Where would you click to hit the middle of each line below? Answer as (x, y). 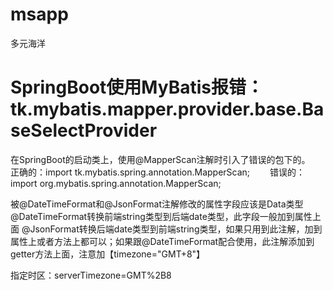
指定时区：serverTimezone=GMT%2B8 (91, 275)
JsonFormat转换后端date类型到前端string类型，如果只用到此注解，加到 (176, 229)
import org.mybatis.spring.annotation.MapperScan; (116, 183)
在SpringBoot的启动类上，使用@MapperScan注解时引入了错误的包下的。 (158, 159)
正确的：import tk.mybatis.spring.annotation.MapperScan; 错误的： (158, 172)
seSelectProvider (84, 130)
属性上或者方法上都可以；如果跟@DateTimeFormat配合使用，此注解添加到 (162, 241)
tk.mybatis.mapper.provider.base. (156, 109)
